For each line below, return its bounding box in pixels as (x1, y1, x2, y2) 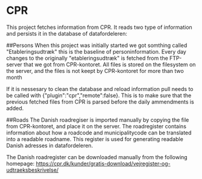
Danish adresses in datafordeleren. (6, 142, 93, 149)
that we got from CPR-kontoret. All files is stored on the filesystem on (24, 61, 196, 68)
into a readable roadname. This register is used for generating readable (6, 135, 184, 142)
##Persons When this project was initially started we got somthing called (6, 42, 188, 49)
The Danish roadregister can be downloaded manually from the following (6, 153, 188, 160)
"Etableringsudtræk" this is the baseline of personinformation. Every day (6, 48, 187, 55)
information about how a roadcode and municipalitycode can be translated (6, 129, 192, 136)
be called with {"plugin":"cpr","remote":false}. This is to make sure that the (6, 92, 192, 99)
